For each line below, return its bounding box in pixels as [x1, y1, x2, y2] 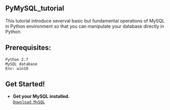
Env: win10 [5, 66, 29, 71]
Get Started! [5, 80, 45, 89]
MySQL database [5, 61, 38, 67]
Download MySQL [12, 100, 45, 105]
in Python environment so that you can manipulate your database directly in [5, 23, 164, 29]
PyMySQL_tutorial [5, 4, 65, 13]
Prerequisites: [5, 43, 51, 52]
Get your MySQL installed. [12, 93, 70, 99]
